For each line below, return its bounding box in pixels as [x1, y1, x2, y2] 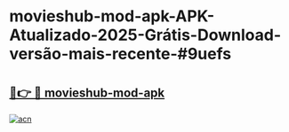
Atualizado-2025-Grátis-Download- [9, 25, 282, 45]
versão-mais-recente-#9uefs [9, 44, 232, 64]
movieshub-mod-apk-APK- [9, 6, 215, 27]
